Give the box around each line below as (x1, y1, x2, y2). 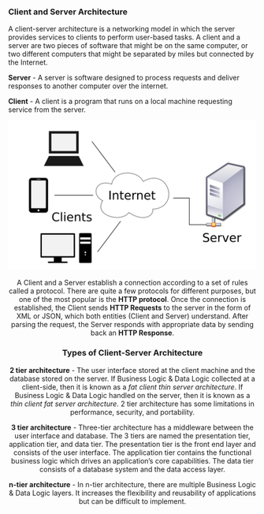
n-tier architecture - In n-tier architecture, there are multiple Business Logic (9, 479, 256, 489)
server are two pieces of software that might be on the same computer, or (8, 41, 248, 50)
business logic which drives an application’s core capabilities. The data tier (10, 456, 255, 465)
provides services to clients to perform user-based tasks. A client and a (8, 32, 240, 42)
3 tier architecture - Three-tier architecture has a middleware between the (10, 423, 255, 432)
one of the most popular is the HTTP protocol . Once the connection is (18, 294, 247, 304)
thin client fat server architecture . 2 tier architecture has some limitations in (10, 399, 255, 408)
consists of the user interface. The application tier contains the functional (13, 448, 252, 457)
